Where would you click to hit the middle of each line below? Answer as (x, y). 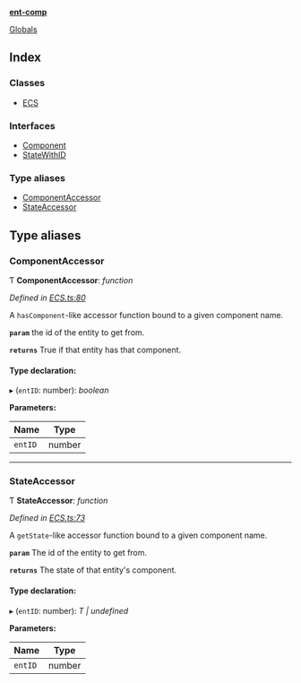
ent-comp (28, 12)
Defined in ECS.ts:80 (48, 298)
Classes (27, 83)
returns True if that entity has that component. (95, 350)
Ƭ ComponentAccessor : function (71, 280)
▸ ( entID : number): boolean (59, 390)
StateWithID (44, 154)
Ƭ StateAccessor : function (59, 501)
